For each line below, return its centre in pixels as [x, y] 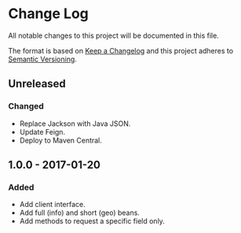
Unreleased [37, 84]
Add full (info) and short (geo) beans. [79, 213]
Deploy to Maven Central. [60, 140]
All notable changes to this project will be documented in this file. [114, 35]
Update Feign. [42, 131]
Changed [26, 106]
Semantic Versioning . [42, 59]
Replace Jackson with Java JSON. [75, 124]
